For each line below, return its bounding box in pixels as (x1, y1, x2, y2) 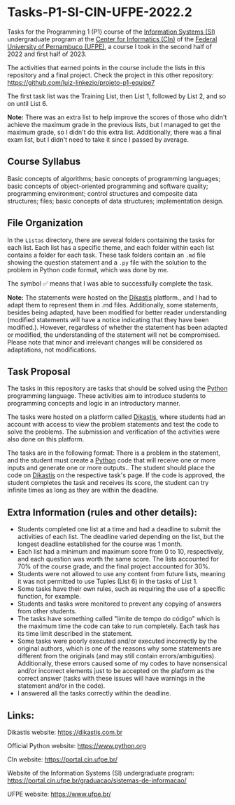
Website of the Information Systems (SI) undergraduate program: (7, 769, 194, 777)
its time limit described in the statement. (17, 630, 133, 638)
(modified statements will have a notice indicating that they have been (7, 315, 209, 324)
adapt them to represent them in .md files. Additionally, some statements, (7, 300, 218, 309)
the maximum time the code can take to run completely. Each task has (17, 622, 220, 630)
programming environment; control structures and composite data (7, 189, 198, 197)
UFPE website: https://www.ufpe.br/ (7, 790, 111, 798)
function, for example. (17, 592, 82, 601)
